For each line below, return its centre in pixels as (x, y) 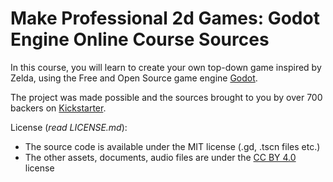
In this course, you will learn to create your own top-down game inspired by (166, 67)
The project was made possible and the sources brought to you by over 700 (166, 97)
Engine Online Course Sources (140, 39)
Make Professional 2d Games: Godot (165, 18)
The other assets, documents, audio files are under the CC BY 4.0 (160, 157)
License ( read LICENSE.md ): (69, 127)
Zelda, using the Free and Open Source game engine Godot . (134, 78)
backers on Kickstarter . (58, 108)
